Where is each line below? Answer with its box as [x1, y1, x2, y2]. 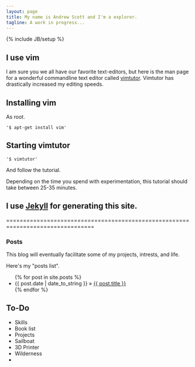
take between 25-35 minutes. [6, 184, 77, 191]
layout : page [6, 8, 38, 15]
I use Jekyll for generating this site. [6, 201, 138, 211]
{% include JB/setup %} [6, 36, 64, 43]
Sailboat [14, 337, 35, 344]
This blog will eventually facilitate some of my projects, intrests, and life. [6, 251, 180, 258]
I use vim [6, 52, 40, 62]
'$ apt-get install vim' [6, 124, 67, 130]
